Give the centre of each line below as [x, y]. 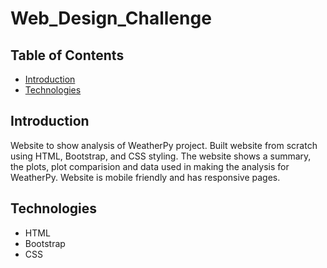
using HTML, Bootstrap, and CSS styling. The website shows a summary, [161, 156]
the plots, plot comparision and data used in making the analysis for [150, 166]
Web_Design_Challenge [111, 18]
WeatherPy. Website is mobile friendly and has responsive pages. [145, 177]
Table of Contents [67, 55]
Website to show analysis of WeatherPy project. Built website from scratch [164, 145]
